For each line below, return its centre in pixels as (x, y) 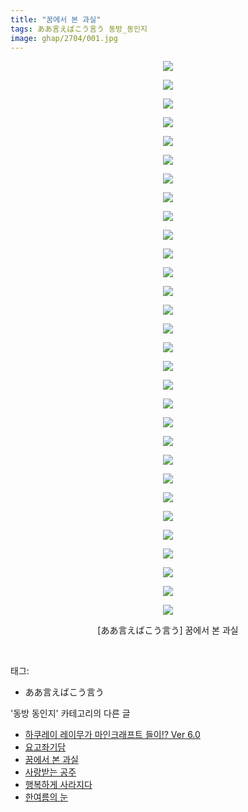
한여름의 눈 (46, 797)
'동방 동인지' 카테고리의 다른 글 (70, 713)
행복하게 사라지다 (58, 785)
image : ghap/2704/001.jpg (64, 38)
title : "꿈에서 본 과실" (56, 19)
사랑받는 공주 (50, 772)
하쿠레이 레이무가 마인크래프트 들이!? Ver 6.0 (112, 735)
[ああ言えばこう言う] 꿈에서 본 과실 (168, 630)
